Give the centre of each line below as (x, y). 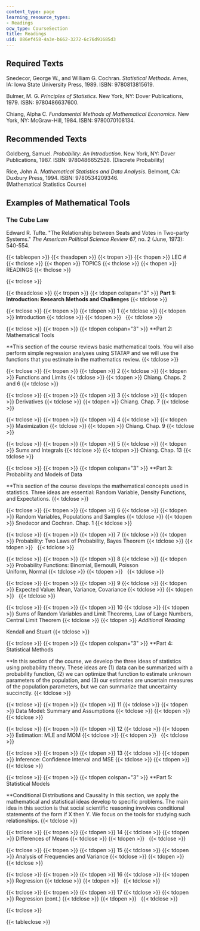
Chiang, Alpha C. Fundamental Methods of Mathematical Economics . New (98, 114)
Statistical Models (28, 784)
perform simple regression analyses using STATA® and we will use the (93, 353)
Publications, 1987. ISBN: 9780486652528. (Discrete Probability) (86, 160)
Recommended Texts (47, 139)
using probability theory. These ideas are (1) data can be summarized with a (99, 667)
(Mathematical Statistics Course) (46, 184)
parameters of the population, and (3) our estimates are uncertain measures (100, 680)
